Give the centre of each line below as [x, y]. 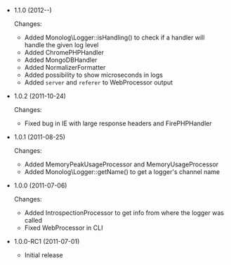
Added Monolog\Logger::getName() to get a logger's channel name [122, 172]
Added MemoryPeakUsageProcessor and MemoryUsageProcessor [121, 164]
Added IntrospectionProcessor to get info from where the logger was [124, 213]
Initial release [44, 255]
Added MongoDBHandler [61, 60]
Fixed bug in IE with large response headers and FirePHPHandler [118, 123]
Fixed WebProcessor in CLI [64, 228]
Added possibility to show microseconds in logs [94, 75]
